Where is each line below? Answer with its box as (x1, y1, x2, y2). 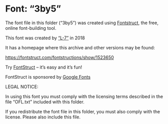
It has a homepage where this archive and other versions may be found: (5, 44, 155, 50)
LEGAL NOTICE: (5, 84, 39, 90)
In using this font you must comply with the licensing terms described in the (5, 93, 163, 99)
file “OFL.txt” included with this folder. (5, 99, 85, 105)
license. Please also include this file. (5, 114, 81, 120)
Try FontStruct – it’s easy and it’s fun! (5, 64, 82, 70)
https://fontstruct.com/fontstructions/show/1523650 (5, 54, 114, 60)
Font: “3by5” (5, 3, 61, 15)
